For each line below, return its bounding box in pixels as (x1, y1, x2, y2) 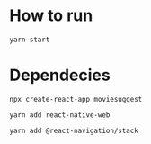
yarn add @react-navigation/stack (9, 126, 139, 135)
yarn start (9, 35, 50, 44)
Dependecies (9, 65, 111, 85)
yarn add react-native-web (9, 110, 111, 120)
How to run (9, 5, 93, 26)
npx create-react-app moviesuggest (9, 94, 143, 103)
